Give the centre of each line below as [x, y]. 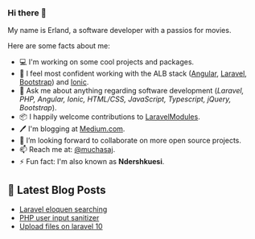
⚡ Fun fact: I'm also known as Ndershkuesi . [92, 162]
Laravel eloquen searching [63, 209]
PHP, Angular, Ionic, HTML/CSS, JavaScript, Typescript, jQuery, [125, 99]
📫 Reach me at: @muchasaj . [67, 150]
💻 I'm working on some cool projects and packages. [107, 62]
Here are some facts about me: [59, 46]
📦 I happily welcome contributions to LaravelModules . [109, 117]
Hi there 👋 [27, 13]
